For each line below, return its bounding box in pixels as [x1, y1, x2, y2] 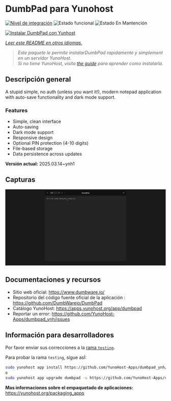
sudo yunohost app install [5, 365, 63, 370]
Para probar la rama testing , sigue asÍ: [5, 354, 87, 360]
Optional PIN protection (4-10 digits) [12, 140, 89, 146]
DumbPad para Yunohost [5, 3, 113, 15]
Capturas [5, 175, 36, 184]
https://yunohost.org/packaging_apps [5, 390, 84, 396]
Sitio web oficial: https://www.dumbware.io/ [12, 289, 105, 295]
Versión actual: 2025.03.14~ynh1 [5, 161, 75, 167]
